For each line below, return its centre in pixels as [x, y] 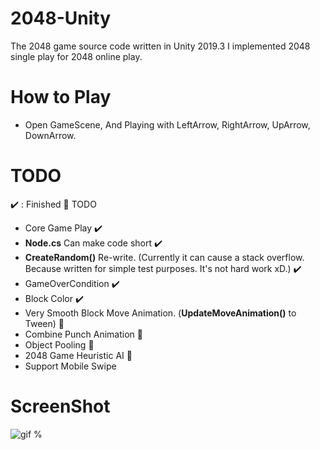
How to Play [61, 97]
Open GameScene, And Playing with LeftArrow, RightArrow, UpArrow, [167, 124]
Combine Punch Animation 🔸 [83, 334]
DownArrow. [50, 135]
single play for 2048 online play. [76, 56]
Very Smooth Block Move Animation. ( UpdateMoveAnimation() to [160, 313]
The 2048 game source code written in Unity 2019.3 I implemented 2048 [160, 46]
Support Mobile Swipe [70, 366]
